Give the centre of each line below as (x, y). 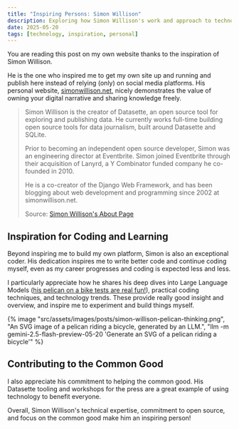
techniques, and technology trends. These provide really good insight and (116, 298)
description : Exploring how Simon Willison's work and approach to (110, 21)
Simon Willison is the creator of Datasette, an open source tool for (121, 112)
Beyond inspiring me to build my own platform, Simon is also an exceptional (118, 254)
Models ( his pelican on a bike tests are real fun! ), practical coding (103, 290)
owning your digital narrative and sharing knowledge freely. (95, 98)
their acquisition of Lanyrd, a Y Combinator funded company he (118, 164)
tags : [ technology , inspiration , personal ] (73, 34)
